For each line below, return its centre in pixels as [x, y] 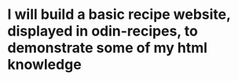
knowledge [44, 65]
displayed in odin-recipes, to [103, 31]
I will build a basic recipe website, [119, 15]
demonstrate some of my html [108, 48]
